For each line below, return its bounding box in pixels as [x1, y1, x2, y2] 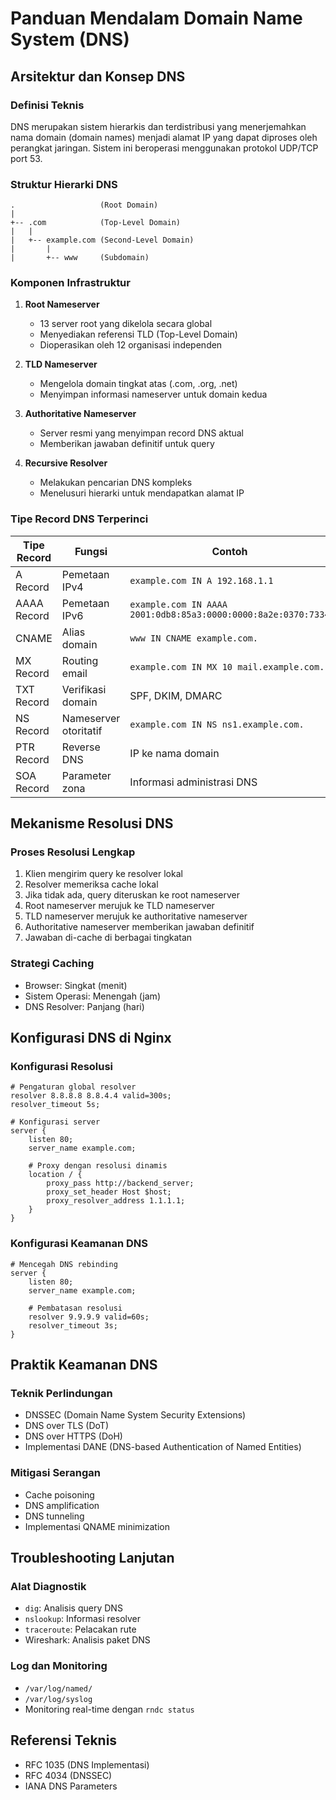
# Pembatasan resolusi [28, 1303, 123, 1313]
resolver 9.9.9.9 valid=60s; [28, 1312, 150, 1322]
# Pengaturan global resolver [10, 1082, 137, 1092]
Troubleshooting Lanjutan [10, 1550, 175, 1567]
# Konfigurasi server [10, 1117, 101, 1127]
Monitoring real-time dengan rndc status [24, 1703, 195, 1715]
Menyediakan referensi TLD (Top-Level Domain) [39, 328, 238, 341]
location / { [28, 1170, 83, 1180]
